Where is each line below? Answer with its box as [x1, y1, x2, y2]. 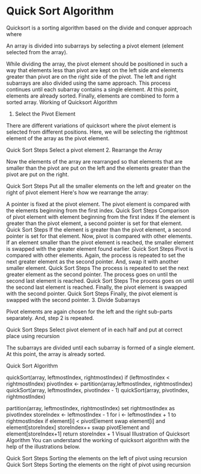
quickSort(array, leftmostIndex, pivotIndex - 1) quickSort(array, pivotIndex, [6, 386, 190, 393]
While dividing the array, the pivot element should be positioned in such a [6, 60, 188, 67]
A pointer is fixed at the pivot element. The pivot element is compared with [6, 200, 191, 208]
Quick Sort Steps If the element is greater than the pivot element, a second [6, 226, 191, 233]
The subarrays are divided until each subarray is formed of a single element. [6, 344, 196, 351]
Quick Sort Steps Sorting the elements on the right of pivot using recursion [6, 461, 191, 468]
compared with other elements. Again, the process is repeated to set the [6, 251, 185, 259]
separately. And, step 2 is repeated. [6, 314, 94, 321]
